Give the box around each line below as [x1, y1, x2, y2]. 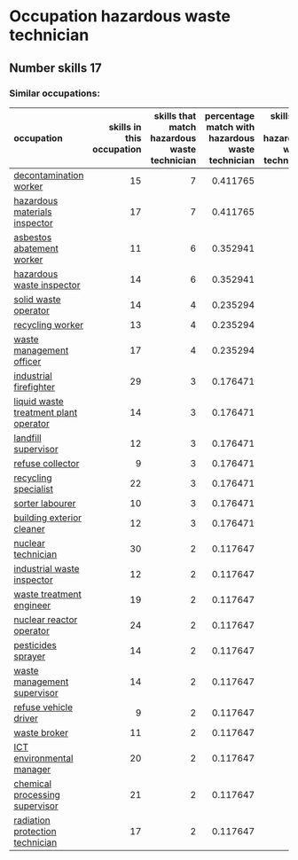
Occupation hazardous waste [9, 6, 231, 27]
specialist [13, 482, 53, 495]
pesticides [13, 638, 58, 651]
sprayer [13, 650, 46, 662]
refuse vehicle [13, 700, 74, 713]
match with [206, 121, 255, 133]
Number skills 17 [9, 60, 102, 75]
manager [13, 762, 51, 775]
